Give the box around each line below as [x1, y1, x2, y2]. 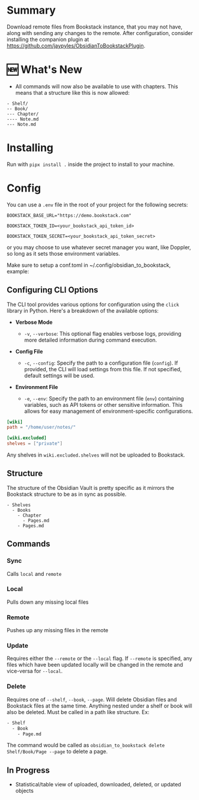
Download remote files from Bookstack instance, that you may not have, [7, 23, 183, 30]
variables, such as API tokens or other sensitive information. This [24, 401, 183, 408]
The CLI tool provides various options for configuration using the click [7, 301, 179, 308]
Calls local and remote [7, 570, 62, 577]
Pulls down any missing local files [7, 598, 89, 605]
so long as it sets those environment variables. [7, 250, 120, 257]
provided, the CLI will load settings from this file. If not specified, [24, 365, 182, 372]
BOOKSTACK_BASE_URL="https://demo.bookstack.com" [7, 212, 132, 218]
